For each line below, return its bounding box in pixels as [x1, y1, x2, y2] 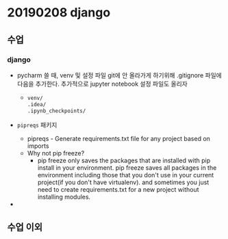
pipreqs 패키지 [16, 121, 58, 129]
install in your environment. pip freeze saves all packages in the [37, 163, 217, 172]
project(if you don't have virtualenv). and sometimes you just [37, 178, 210, 186]
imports [27, 142, 49, 150]
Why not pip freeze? [27, 149, 85, 157]
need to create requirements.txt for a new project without [37, 185, 200, 193]
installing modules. [37, 192, 91, 201]
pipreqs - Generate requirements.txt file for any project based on [27, 134, 211, 142]
